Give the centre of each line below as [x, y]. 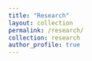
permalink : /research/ [46, 30]
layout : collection [41, 23]
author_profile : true [44, 45]
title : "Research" [39, 15]
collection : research [44, 38]
